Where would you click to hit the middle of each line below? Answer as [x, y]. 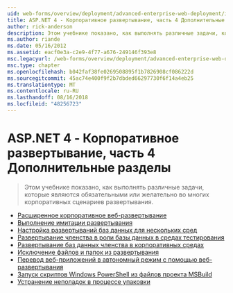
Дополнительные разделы [89, 168]
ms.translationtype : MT [42, 85]
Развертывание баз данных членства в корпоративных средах [111, 244]
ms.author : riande [34, 40]
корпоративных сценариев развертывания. [89, 201]
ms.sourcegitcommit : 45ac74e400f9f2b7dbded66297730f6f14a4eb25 [101, 78]
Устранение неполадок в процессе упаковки [84, 281]
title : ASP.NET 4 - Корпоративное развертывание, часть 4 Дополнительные [116, 20]
